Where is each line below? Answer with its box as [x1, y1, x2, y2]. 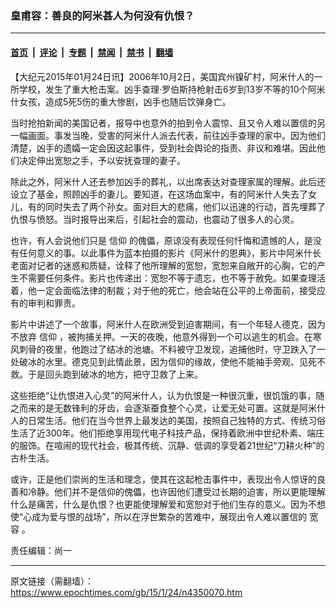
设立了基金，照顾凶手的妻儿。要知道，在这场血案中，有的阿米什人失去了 [10, 188, 308, 200]
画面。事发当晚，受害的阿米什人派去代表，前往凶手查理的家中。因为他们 [27, 129, 326, 141]
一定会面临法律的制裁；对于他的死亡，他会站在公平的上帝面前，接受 [36, 284, 317, 296]
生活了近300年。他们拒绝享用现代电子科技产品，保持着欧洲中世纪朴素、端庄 [10, 427, 325, 439]
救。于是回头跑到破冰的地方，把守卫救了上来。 [10, 368, 203, 380]
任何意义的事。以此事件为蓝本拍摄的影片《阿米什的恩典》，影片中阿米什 [18, 247, 313, 259]
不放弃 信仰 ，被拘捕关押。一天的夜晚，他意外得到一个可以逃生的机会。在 [10, 330, 313, 342]
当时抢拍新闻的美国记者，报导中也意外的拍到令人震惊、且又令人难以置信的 [10, 117, 317, 129]
